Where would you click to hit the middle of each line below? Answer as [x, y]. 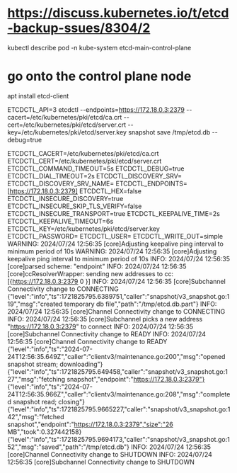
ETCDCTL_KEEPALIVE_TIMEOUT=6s [60, 221]
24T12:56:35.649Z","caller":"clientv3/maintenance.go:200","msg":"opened [116, 356]
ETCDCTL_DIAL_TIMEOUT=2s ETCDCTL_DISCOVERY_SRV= [95, 176]
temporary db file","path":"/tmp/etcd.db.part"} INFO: [140, 304]
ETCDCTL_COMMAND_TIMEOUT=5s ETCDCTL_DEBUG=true [96, 169]
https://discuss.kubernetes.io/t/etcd [118, 13]
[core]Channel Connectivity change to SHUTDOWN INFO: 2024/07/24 [110, 454]
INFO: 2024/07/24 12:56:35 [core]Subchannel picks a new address [105, 319]
